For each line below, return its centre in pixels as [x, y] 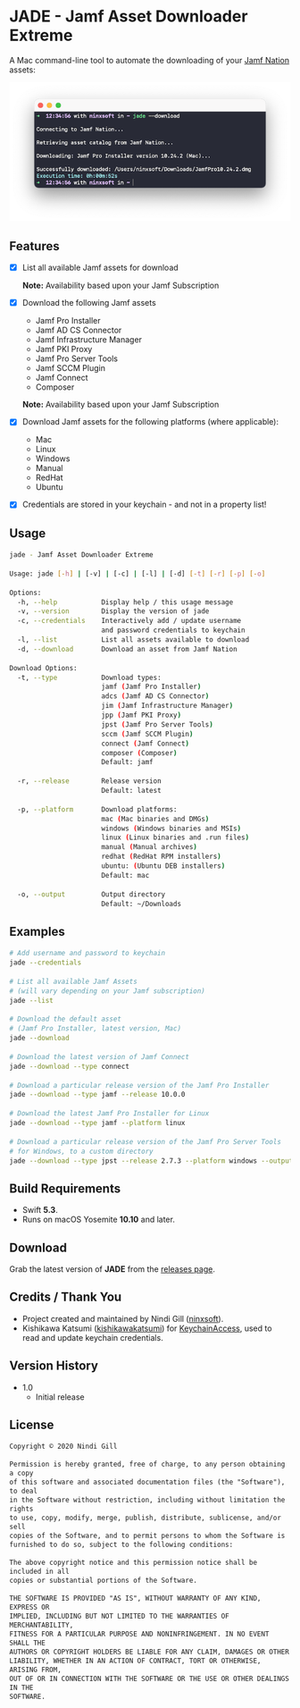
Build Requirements [65, 1188]
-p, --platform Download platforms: [97, 809]
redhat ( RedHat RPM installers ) [161, 857]
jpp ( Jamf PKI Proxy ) [141, 715]
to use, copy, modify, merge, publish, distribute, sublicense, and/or [145, 1518]
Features [34, 246]
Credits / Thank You [66, 1297]
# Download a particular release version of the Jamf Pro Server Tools [145, 1141]
